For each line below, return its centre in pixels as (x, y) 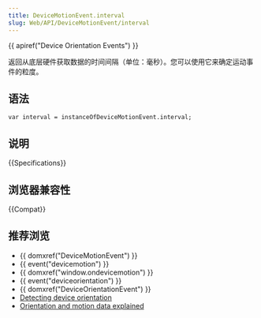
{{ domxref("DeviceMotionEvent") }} (78, 255)
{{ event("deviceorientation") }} (71, 280)
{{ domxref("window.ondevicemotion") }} (86, 272)
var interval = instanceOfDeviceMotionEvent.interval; (100, 118)
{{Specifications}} (37, 163)
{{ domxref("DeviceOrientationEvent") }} (85, 289)
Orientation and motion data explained (82, 305)
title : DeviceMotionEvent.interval (67, 15)
